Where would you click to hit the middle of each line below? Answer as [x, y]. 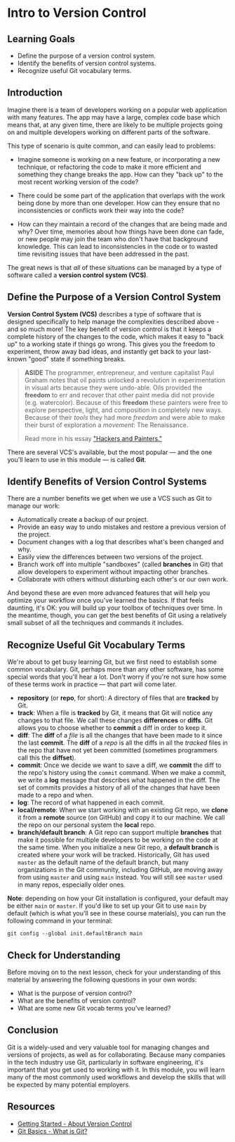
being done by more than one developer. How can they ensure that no [119, 203]
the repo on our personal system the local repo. [86, 825]
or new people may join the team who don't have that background [113, 239]
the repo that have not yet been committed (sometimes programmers [117, 750]
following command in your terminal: [60, 921]
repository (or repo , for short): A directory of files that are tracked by [118, 698]
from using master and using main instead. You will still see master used [120, 878]
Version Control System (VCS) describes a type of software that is [104, 314]
